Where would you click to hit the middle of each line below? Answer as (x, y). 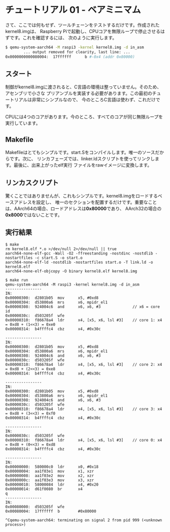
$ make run (17, 280)
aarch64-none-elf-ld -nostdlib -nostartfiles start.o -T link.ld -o (79, 262)
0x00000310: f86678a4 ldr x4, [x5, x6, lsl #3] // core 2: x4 (84, 364)
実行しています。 (23, 123)
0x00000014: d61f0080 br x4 (44, 489)
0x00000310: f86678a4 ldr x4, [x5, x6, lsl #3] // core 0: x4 (84, 440)
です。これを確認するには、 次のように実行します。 (63, 38)
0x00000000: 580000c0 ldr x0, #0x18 (52, 467)
